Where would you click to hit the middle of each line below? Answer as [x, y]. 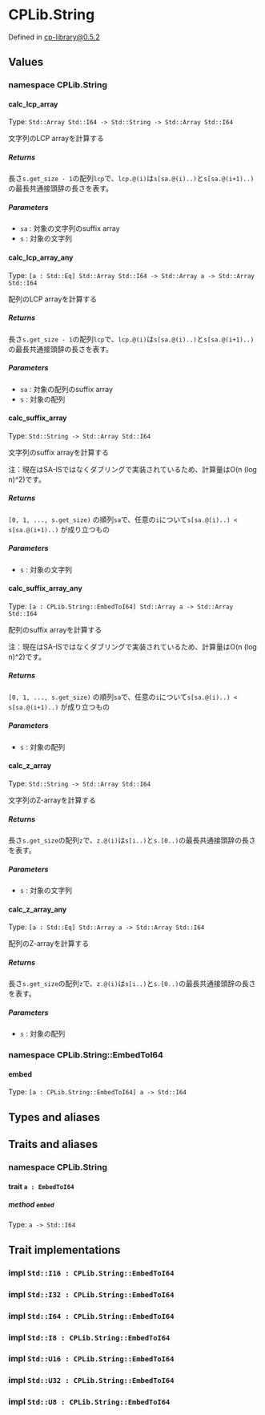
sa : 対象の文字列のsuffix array [70, 228]
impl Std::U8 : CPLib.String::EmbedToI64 [89, 1402]
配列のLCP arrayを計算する [53, 299]
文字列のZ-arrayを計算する [52, 800]
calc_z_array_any [38, 909]
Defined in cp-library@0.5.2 [54, 37]
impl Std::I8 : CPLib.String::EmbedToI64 [89, 1337]
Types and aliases [54, 1117]
